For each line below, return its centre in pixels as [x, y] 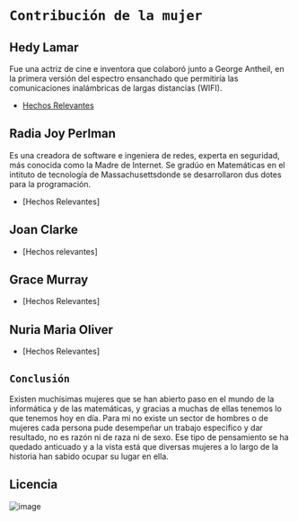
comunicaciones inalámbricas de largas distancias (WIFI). [116, 88]
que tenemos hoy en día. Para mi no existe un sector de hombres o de [139, 418]
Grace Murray [49, 280]
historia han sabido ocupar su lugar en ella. [89, 456]
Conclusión [39, 378]
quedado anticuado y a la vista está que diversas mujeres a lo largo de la [144, 447]
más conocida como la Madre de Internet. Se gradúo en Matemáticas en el [147, 165]
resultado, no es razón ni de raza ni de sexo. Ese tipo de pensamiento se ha [149, 437]
